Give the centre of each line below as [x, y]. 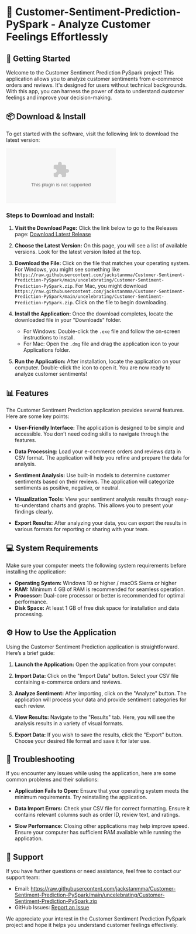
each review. [30, 705]
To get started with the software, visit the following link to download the [92, 134]
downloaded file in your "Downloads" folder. [68, 320]
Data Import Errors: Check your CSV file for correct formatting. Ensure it [102, 809]
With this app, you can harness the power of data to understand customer [95, 91]
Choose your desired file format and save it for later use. [82, 741]
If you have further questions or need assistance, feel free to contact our [94, 871]
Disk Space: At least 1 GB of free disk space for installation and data [97, 608]
